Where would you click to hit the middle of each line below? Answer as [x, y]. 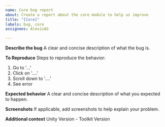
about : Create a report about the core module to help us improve [77, 15]
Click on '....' [25, 73]
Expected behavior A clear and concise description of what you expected [83, 94]
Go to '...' [22, 68]
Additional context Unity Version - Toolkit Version [58, 119]
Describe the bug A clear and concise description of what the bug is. [78, 48]
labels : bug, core [25, 24]
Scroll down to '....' [32, 79]
